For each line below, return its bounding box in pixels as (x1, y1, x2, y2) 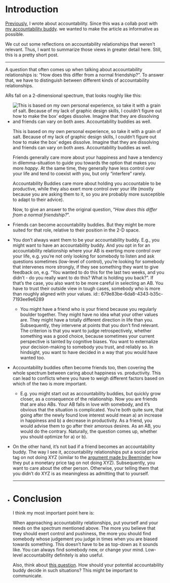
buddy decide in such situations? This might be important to (12, 567, 138, 573)
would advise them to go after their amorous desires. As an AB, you (20, 423, 161, 429)
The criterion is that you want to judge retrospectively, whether (20, 328, 152, 334)
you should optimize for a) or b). (20, 433, 88, 440)
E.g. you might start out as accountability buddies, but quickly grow (20, 390, 161, 397)
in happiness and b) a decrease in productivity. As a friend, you (20, 417, 153, 424)
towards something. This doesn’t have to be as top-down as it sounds (12, 541, 158, 547)
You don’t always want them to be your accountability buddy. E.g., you (12, 237, 160, 243)
